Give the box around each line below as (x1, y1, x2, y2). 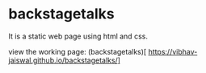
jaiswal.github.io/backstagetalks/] (8, 55, 121, 65)
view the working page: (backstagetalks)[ (8, 47, 147, 56)
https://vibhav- (148, 47, 198, 56)
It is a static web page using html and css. (8, 31, 148, 41)
